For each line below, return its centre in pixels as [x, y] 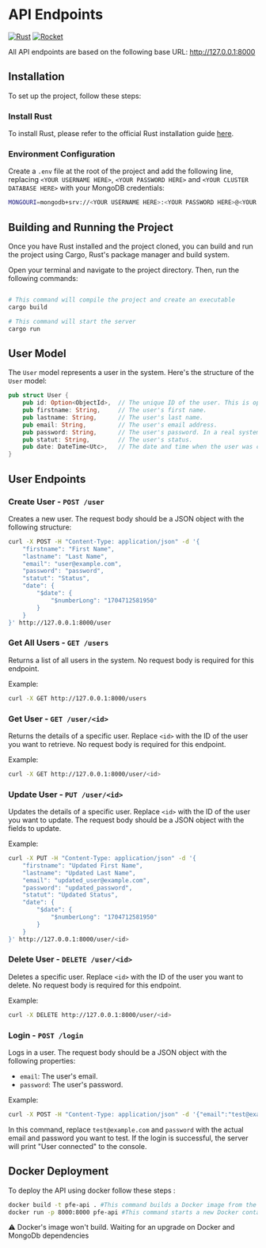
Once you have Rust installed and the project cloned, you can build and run [131, 246]
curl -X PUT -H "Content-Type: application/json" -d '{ [102, 859]
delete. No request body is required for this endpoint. [95, 985]
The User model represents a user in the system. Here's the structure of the [131, 373]
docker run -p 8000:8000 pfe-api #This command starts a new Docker [123, 1212]
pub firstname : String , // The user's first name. [115, 410]
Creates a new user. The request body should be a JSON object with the [126, 518]
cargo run [25, 329]
